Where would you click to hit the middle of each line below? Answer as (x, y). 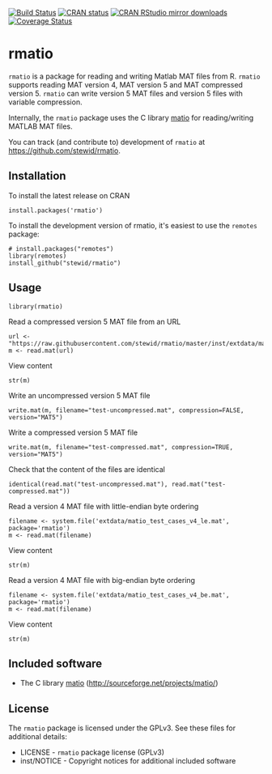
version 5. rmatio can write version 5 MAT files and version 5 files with (125, 93)
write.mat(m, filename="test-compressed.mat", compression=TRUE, (121, 447)
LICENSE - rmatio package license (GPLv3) (92, 752)
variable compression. (45, 102)
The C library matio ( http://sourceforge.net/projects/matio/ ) (119, 683)
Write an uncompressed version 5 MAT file (80, 395)
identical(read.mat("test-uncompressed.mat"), (88, 484)
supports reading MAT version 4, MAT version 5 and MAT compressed (125, 84)
